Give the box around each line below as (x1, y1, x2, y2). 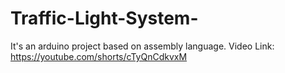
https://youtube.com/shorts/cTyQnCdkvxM (10, 50, 188, 62)
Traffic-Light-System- (10, 7, 199, 30)
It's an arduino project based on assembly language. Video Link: (10, 40, 275, 52)
